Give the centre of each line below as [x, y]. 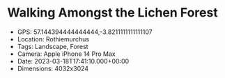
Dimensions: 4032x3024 [53, 68]
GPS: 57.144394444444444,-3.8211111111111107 [85, 32]
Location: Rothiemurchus [53, 39]
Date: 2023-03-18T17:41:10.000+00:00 [73, 61]
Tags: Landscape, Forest [53, 46]
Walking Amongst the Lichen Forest [113, 13]
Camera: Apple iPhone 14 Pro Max [67, 54]
